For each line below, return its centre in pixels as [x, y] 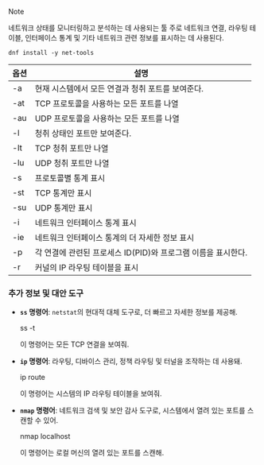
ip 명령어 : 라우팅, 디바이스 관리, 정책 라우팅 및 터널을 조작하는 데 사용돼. [131, 362]
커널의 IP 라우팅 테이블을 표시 [87, 267]
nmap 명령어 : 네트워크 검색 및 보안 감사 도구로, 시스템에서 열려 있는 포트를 [132, 411]
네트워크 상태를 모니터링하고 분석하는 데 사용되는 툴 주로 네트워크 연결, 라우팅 [128, 28]
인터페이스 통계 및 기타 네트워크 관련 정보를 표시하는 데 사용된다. [124, 38]
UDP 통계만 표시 [64, 208]
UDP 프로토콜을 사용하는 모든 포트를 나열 [107, 118]
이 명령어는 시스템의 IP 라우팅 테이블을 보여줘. [91, 393]
